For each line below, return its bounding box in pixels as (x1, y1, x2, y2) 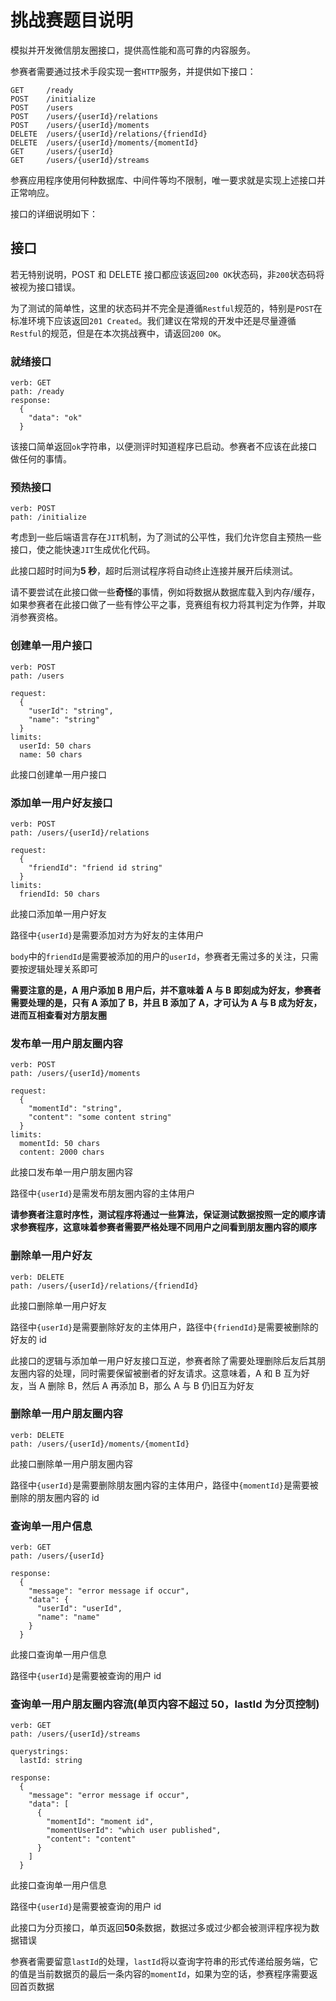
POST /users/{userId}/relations (10, 111, 159, 121)
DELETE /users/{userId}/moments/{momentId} (10, 137, 199, 148)
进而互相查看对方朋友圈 (10, 1009, 107, 1021)
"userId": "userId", (36, 1604, 123, 1614)
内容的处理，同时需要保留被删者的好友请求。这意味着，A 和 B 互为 (27, 1367, 302, 1379)
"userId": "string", (28, 706, 114, 716)
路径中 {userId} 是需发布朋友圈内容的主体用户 (10, 1187, 196, 1200)
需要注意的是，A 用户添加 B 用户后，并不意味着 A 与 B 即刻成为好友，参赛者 (10, 984, 322, 996)
